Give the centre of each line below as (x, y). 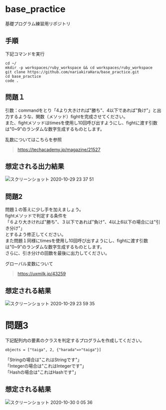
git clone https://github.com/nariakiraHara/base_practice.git (72, 72)
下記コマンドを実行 (25, 54)
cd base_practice (23, 76)
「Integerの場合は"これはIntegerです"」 (46, 366)
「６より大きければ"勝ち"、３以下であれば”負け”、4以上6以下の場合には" (81, 222)
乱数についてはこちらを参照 (34, 139)
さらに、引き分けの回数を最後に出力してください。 (57, 253)
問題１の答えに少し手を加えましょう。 (44, 209)
